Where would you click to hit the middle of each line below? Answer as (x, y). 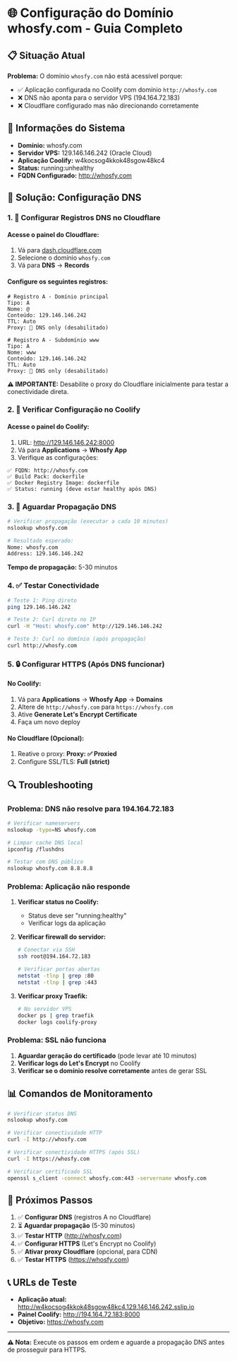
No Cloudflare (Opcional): (46, 738)
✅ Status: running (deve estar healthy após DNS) (82, 489)
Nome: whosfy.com (33, 547)
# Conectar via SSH (46, 950)
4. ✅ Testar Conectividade (53, 586)
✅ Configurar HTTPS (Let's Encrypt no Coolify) (87, 1244)
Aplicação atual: (42, 1299)
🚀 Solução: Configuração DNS (74, 198)
